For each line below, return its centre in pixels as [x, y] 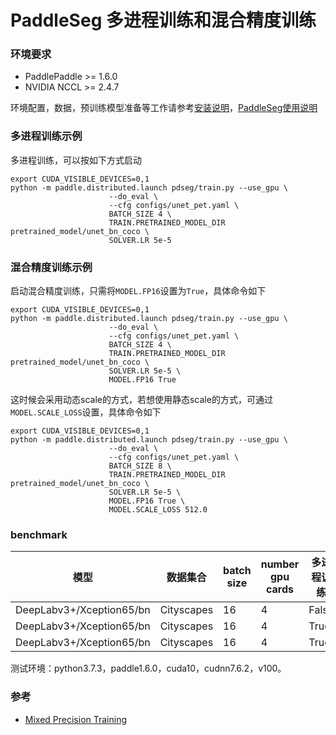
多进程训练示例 [46, 136]
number [280, 564]
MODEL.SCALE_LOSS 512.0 [158, 510]
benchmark [39, 534]
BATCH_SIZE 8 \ [140, 466]
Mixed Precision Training [76, 719]
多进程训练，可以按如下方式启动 [76, 160]
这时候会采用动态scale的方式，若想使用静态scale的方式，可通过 [141, 400]
